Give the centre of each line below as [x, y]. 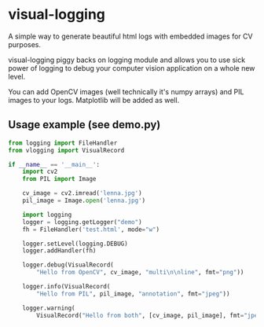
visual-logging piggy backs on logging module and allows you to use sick [127, 60]
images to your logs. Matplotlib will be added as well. [94, 100]
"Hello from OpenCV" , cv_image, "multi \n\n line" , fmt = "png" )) [140, 273]
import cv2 [40, 172]
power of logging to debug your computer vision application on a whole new [132, 68]
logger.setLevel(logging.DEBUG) [75, 244]
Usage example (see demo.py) [84, 125]
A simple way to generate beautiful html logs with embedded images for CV [130, 36]
